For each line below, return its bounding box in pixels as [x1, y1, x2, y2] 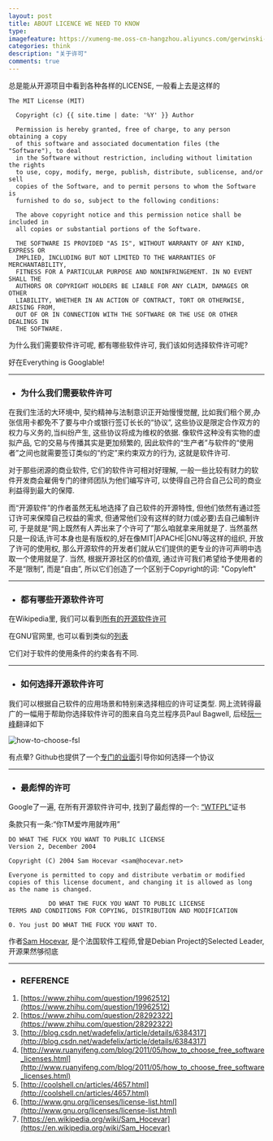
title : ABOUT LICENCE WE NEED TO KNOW [8, 20, 140, 28]
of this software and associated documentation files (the [15, 139, 220, 147]
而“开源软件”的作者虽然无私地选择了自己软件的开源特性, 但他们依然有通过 [8, 503, 254, 513]
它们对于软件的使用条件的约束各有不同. [8, 649, 140, 658]
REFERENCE [19, 974, 70, 986]
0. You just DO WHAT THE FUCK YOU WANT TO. [8, 921, 158, 929]
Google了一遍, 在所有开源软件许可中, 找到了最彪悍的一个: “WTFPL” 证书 [8, 802, 246, 812]
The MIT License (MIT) [8, 97, 85, 105]
